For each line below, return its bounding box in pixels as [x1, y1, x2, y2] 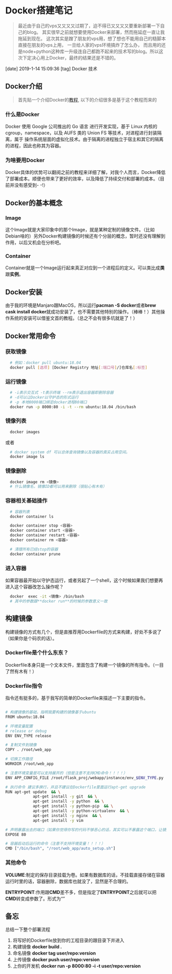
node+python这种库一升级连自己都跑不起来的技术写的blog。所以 [22, 48, 159, 54]
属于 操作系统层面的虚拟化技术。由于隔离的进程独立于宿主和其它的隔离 [14, 136, 164, 143]
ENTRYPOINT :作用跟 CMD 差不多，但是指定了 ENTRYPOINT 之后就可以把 [5, 889, 157, 895]
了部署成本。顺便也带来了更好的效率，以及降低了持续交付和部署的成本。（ [5, 175, 160, 182]
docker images [10, 429, 40, 434]
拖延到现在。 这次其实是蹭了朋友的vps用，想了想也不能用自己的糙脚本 [17, 35, 166, 42]
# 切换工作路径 [5, 757, 33, 762]
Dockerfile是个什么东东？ [5, 649, 69, 657]
